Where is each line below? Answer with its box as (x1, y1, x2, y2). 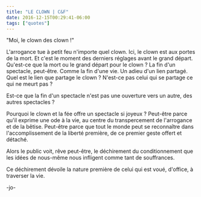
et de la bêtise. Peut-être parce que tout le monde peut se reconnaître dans (6, 123, 194, 131)
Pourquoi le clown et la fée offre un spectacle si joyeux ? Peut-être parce (6, 110, 188, 118)
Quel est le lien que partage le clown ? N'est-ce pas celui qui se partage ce (6, 74, 193, 82)
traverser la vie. (6, 172, 45, 179)
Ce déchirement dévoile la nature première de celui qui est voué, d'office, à (6, 166, 194, 173)
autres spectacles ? (6, 98, 55, 106)
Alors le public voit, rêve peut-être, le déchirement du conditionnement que (6, 147, 193, 155)
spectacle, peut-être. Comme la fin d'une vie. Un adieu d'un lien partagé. (6, 68, 188, 75)
